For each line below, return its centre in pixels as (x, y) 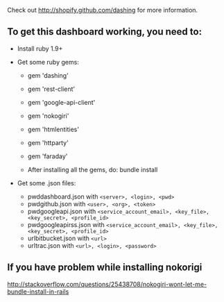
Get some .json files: (46, 183)
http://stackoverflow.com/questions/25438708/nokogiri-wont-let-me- (107, 284)
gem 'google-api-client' (61, 102)
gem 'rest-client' (51, 89)
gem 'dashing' (48, 75)
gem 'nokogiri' (48, 116)
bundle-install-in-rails (38, 292)
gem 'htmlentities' (53, 129)
